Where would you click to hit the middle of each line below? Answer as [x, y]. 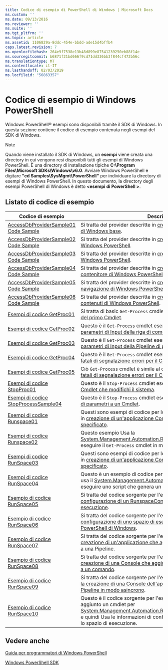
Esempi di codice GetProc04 [41, 357]
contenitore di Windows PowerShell [122, 274]
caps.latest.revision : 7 [31, 47]
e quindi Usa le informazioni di [116, 617]
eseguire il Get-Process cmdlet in [119, 445]
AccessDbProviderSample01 [42, 225]
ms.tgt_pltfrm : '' [24, 33]
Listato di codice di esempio [50, 202]
